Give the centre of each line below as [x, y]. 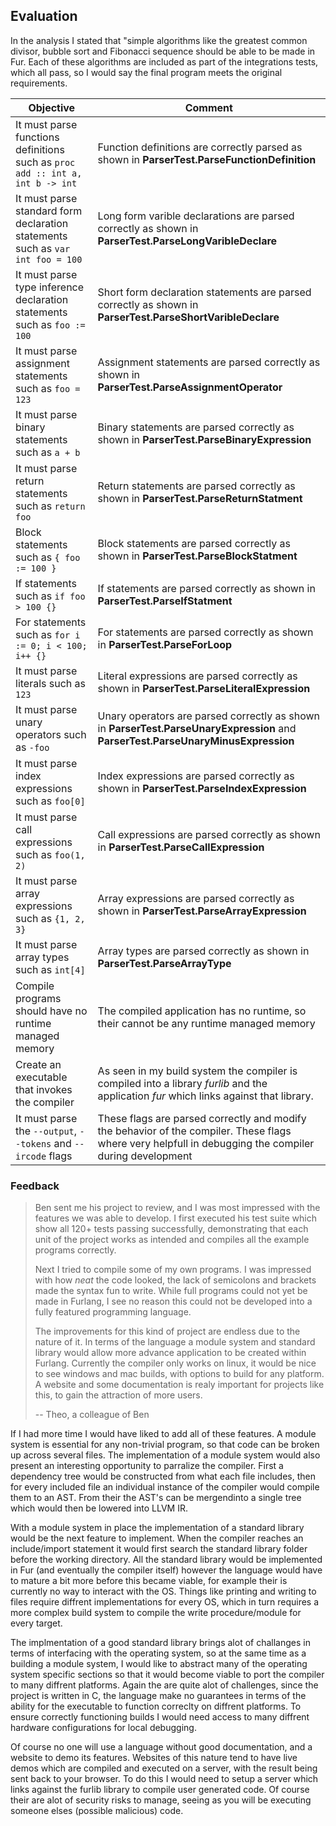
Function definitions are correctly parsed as [200, 147]
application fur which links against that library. [205, 1096]
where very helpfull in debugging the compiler [206, 1143]
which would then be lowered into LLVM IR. [99, 1508]
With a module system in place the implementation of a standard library [157, 1528]
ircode [31, 1156]
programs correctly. [75, 1250]
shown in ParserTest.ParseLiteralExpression [204, 688]
